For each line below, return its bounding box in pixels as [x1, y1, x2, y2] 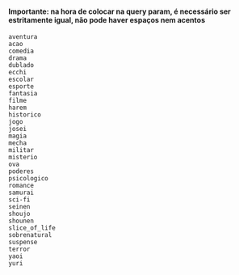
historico [8, 111, 42, 119]
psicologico [8, 175, 48, 183]
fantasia [8, 90, 38, 98]
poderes [8, 167, 35, 176]
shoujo [8, 210, 31, 218]
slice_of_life [8, 224, 57, 232]
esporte [8, 82, 35, 91]
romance [8, 182, 35, 190]
